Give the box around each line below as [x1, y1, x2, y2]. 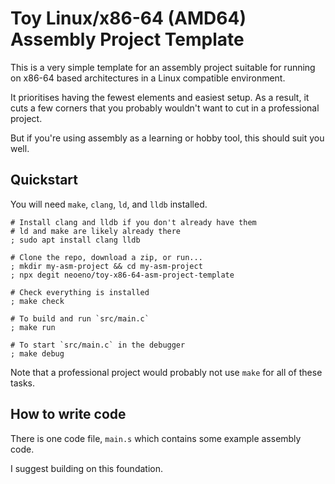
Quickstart [10, 172, 79, 189]
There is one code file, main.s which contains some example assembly [10, 432, 302, 444]
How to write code [10, 406, 127, 423]
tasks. [10, 377, 36, 389]
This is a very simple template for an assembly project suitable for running [10, 61, 316, 73]
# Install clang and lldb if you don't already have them [10, 217, 257, 227]
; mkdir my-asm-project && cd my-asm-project [10, 261, 203, 271]
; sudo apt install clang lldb [10, 235, 141, 245]
